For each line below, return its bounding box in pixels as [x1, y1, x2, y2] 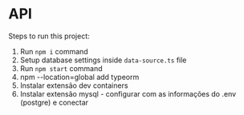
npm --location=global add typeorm [19, 72, 140, 81]
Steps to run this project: [8, 31, 90, 41]
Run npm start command [19, 63, 103, 73]
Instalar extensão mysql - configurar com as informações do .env [19, 89, 237, 98]
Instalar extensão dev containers [19, 81, 128, 90]
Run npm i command [19, 46, 88, 56]
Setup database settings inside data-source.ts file [19, 55, 187, 65]
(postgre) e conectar [19, 97, 89, 107]
